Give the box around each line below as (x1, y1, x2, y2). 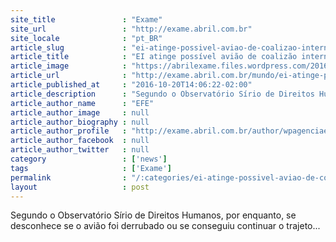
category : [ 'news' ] (10, 154, 168, 164)
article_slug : (10, 42, 128, 53)
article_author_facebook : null (10, 136, 150, 146)
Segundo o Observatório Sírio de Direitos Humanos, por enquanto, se (10, 209, 297, 221)
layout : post (10, 182, 150, 192)
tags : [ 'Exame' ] (10, 163, 172, 173)
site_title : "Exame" (10, 14, 163, 25)
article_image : (10, 61, 128, 71)
